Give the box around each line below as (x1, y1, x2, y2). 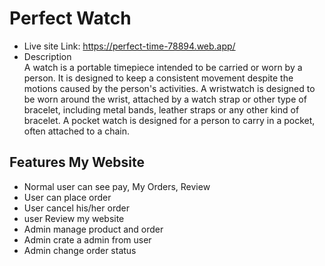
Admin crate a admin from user (23, 233, 152, 246)
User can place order (23, 191, 112, 203)
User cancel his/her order (23, 202, 130, 214)
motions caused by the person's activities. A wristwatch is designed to (23, 82, 316, 94)
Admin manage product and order (23, 223, 164, 235)
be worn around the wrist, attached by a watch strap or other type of (23, 93, 307, 105)
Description (23, 50, 72, 62)
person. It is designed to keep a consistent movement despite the (23, 72, 294, 84)
